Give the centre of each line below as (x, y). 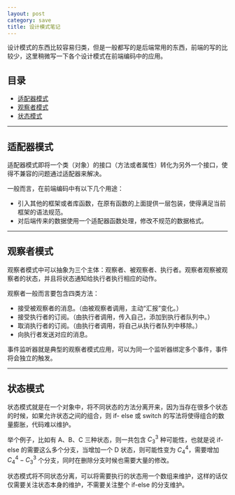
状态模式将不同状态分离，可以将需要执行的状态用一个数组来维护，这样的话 (114, 475)
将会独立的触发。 (32, 358)
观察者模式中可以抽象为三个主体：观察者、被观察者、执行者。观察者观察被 (114, 269)
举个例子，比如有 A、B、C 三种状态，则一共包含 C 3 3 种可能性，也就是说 (111, 440)
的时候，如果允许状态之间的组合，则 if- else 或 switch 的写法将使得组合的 (113, 415)
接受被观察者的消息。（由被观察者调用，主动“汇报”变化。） (100, 308)
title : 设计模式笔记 (34, 27)
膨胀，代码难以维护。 (44, 424)
